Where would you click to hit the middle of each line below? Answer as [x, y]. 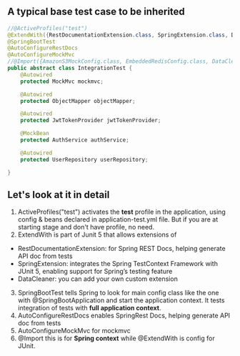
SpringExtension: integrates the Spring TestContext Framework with [117, 264]
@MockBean [35, 134]
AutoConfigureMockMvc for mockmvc [74, 331]
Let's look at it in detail [59, 195]
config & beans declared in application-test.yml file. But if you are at [118, 219]
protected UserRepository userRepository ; [84, 159]
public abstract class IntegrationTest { [70, 68]
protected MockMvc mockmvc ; [62, 81]
